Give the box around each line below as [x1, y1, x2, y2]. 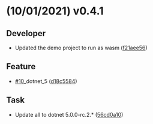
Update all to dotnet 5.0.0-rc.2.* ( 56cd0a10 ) [14, 111, 124, 118]
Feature [6, 61, 36, 72]
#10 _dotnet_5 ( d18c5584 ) [14, 77, 77, 85]
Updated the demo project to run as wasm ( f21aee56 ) [14, 44, 148, 51]
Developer [6, 28, 46, 39]
